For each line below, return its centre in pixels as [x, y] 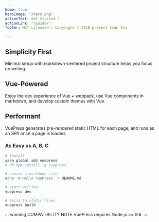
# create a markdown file [31, 174]
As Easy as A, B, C [27, 146]
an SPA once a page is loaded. [36, 133]
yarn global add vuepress [31, 161]
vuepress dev [18, 192]
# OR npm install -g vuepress [36, 165]
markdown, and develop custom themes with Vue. [55, 101]
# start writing [21, 187]
